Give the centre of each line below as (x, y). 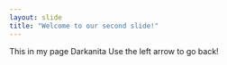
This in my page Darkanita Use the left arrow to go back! (114, 51)
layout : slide (36, 17)
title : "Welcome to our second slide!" (84, 26)
